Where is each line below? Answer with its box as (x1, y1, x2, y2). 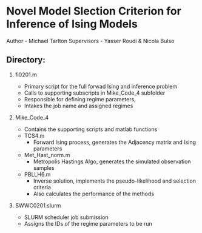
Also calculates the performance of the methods (33, 190, 155, 197)
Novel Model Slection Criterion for (6, 4, 182, 18)
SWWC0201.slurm (15, 201, 61, 209)
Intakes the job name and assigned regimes (24, 102, 133, 109)
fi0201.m (15, 71, 38, 78)
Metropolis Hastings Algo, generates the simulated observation (33, 158, 191, 165)
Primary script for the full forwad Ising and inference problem (24, 83, 178, 90)
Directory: (6, 55, 45, 65)
